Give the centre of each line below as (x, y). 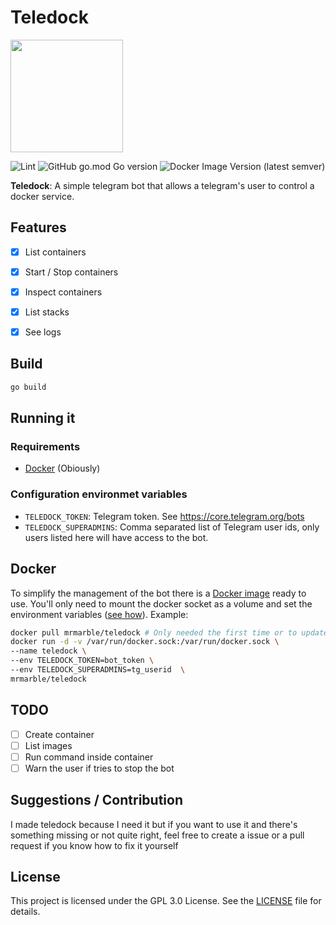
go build (28, 387)
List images (48, 745)
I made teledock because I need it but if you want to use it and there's (154, 824)
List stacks (47, 312)
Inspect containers (63, 292)
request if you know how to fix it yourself (94, 845)
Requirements (45, 447)
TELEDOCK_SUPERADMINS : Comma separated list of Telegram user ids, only (172, 527)
